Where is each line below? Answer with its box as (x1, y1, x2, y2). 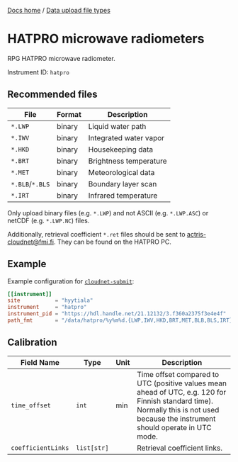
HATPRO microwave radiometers (7, 31, 205, 47)
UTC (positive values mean (137, 378, 227, 388)
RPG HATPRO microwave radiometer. (7, 54, 115, 62)
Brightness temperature (88, 156, 168, 166)
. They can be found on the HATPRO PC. (53, 237, 171, 246)
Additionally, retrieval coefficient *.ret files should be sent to (7, 230, 186, 238)
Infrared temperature (88, 191, 158, 201)
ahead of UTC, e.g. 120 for (137, 387, 227, 397)
